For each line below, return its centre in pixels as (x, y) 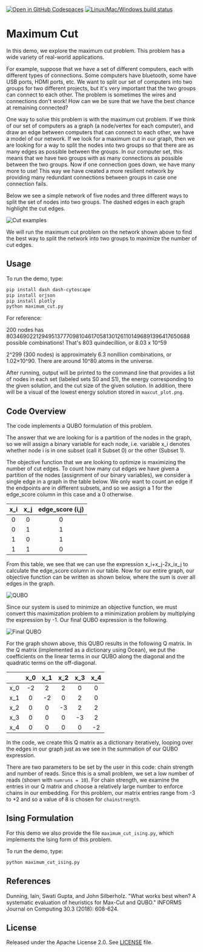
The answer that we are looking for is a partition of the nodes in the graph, (99, 437)
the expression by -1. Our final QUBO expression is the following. (87, 620)
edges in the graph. (31, 584)
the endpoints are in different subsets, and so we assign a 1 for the (89, 488)
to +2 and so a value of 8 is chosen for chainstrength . (74, 799)
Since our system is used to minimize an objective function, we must (92, 607)
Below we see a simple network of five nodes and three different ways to (98, 195)
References (28, 881)
